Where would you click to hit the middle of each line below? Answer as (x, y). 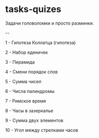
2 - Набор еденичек (27, 52)
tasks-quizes (33, 9)
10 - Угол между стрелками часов (42, 130)
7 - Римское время (26, 101)
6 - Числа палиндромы (30, 91)
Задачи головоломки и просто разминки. (50, 23)
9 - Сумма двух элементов (34, 120)
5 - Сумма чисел (23, 81)
